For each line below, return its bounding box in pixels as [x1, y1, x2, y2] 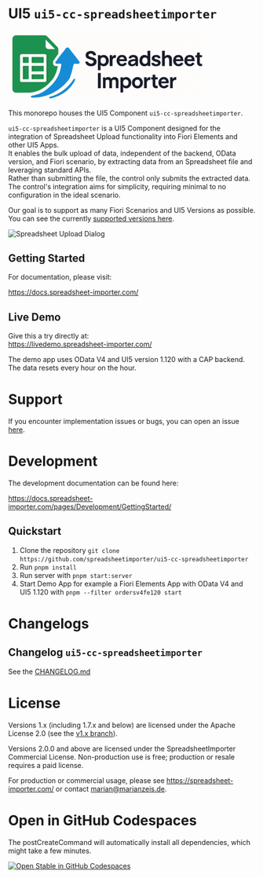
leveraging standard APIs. [8, 165, 92, 174]
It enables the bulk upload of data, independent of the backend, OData [8, 148, 237, 158]
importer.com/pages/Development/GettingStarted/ [8, 502, 172, 511]
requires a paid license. [8, 760, 84, 770]
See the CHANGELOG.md [8, 667, 91, 676]
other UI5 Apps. [8, 140, 60, 149]
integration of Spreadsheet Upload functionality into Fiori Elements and [8, 131, 238, 141]
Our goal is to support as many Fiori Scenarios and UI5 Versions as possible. [8, 205, 256, 214]
